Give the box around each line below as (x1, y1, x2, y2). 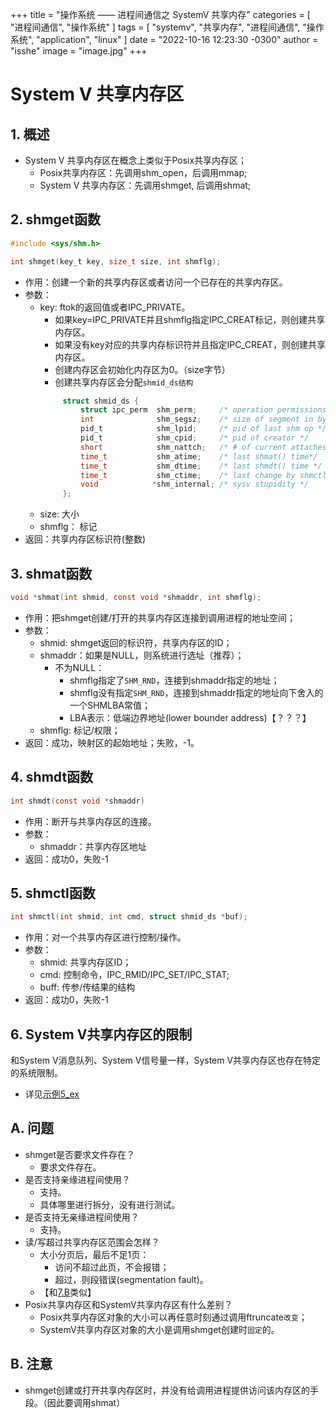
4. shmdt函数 (10, 769, 94, 786)
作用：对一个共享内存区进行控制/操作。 (24, 931, 187, 943)
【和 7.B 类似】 (39, 1286, 97, 1298)
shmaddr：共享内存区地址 (39, 840, 147, 852)
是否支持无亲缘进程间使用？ (24, 1211, 140, 1223)
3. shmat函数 (10, 565, 93, 582)
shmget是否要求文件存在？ (24, 1148, 136, 1160)
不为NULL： (54, 661, 105, 673)
